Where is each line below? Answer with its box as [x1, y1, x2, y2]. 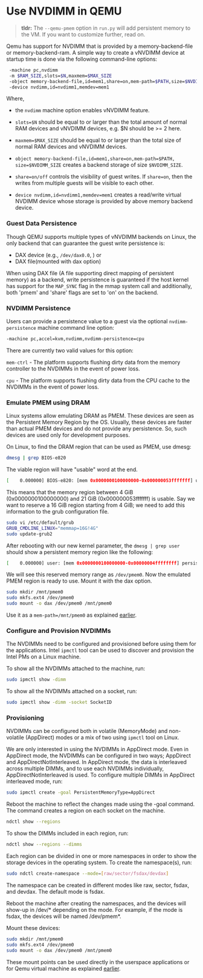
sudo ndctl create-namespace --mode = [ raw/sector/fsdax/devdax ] [6, 871, 169, 877]
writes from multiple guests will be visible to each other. [14, 179, 154, 187]
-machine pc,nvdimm [8, 67, 59, 73]
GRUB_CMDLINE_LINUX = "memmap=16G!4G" [6, 525, 98, 531]
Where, [6, 95, 25, 102]
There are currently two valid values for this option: [6, 347, 134, 354]
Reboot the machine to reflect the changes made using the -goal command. [6, 800, 195, 808]
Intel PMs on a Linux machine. [6, 653, 81, 660]
